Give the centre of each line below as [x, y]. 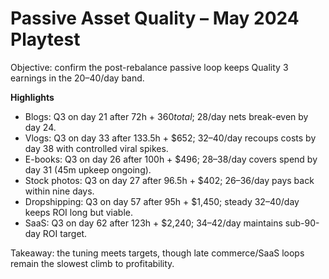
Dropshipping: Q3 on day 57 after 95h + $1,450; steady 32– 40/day [162, 201]
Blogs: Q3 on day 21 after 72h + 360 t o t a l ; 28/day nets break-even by [166, 116]
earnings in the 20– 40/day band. [77, 78]
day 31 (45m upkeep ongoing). [88, 169]
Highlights [32, 97]
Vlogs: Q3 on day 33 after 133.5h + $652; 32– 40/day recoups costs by [170, 138]
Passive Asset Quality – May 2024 [155, 18]
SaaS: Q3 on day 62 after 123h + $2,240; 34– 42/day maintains [153, 223]
